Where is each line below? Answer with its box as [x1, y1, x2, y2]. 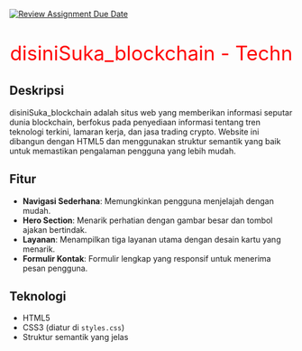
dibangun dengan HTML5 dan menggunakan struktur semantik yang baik [9, 135, 281, 146]
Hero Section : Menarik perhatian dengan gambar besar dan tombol [22, 215, 273, 226]
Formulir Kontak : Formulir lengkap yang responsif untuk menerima [22, 253, 271, 263]
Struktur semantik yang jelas [22, 332, 129, 343]
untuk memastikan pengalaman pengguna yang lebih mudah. [9, 145, 236, 156]
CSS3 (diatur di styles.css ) [22, 322, 125, 333]
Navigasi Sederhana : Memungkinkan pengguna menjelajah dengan [22, 195, 275, 207]
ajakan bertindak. [22, 224, 87, 235]
